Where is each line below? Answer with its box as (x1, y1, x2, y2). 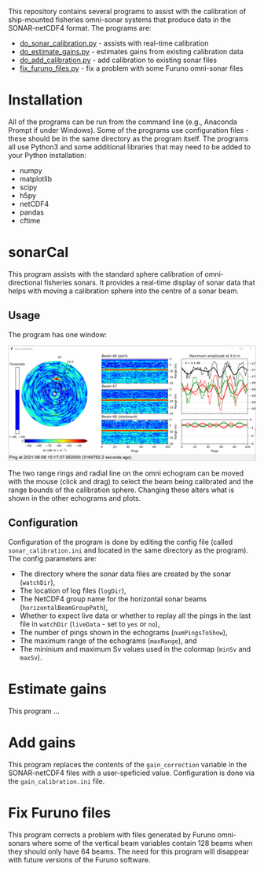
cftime (19, 215, 41, 225)
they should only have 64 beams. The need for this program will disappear (8, 847, 250, 856)
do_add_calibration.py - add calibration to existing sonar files (19, 55, 218, 64)
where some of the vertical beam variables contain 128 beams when (31, 838, 253, 847)
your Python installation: (8, 150, 86, 160)
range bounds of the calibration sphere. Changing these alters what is (8, 485, 235, 494)
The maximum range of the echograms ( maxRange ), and (19, 636, 197, 645)
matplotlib (19, 174, 53, 183)
